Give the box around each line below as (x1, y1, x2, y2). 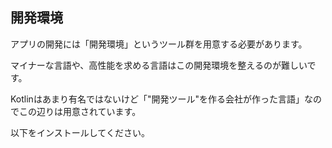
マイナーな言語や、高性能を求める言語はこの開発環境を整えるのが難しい (10, 59, 308, 71)
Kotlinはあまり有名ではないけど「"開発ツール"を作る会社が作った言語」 (10, 93, 305, 105)
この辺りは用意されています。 (18, 105, 142, 117)
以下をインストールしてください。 (10, 126, 150, 138)
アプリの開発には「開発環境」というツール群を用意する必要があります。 (10, 38, 308, 50)
